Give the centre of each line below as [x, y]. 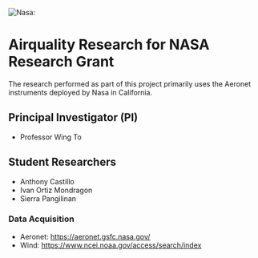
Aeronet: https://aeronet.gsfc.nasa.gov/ [85, 236]
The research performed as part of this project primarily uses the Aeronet [130, 83]
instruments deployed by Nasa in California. [81, 92]
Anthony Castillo [47, 181]
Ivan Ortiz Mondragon [56, 190]
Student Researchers [62, 162]
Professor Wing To [50, 137]
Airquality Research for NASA [109, 45]
